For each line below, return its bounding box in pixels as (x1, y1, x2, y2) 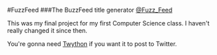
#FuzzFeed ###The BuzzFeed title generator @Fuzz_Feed (7, 6, 173, 14)
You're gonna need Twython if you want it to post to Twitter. (7, 40, 177, 47)
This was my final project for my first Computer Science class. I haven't (7, 19, 210, 27)
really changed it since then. (7, 27, 87, 34)
